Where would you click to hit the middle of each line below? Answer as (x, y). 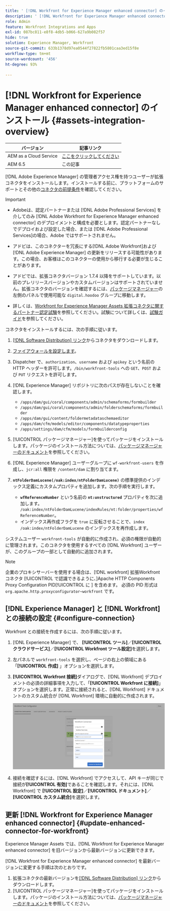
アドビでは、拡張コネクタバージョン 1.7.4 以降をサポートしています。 (84, 276)
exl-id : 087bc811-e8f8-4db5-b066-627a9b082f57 (55, 32)
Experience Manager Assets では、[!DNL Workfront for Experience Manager (85, 843)
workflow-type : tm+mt (28, 53)
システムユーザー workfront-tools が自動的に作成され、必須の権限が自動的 (83, 538)
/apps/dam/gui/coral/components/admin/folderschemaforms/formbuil (92, 407)
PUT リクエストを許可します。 (49, 374)
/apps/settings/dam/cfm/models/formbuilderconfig (74, 429)
